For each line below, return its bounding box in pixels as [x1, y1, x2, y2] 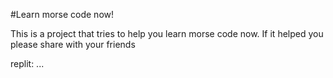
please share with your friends [10, 39, 136, 50]
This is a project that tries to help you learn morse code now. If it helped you [10, 28, 324, 39]
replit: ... [10, 58, 45, 69]
